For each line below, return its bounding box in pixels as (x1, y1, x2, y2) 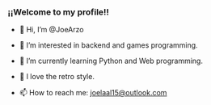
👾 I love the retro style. (19, 72, 95, 82)
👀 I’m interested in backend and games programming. (19, 40, 199, 50)
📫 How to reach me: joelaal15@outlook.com (19, 88, 167, 98)
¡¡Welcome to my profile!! (7, 6, 110, 18)
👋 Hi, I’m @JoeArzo (19, 25, 84, 35)
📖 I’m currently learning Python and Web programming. (19, 56, 204, 66)
